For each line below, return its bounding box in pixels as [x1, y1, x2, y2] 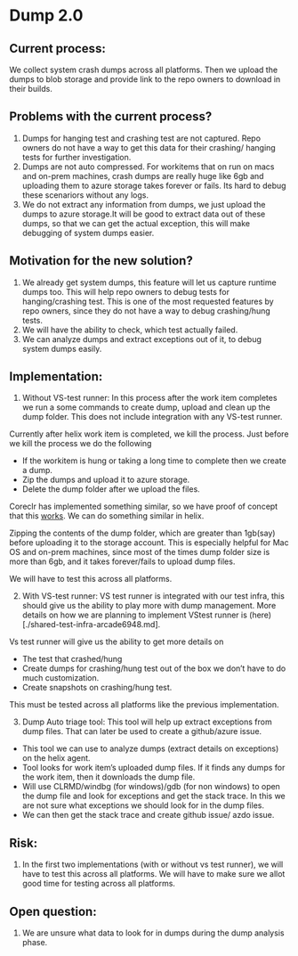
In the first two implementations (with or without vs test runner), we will [21, 859, 284, 870]
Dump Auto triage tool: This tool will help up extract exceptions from [21, 716, 273, 727]
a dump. [21, 465, 53, 476]
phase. [21, 937, 48, 948]
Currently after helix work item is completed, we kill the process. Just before [9, 429, 289, 439]
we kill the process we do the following [9, 438, 152, 449]
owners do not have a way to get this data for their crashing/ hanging [21, 142, 276, 152]
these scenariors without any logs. [21, 189, 149, 200]
